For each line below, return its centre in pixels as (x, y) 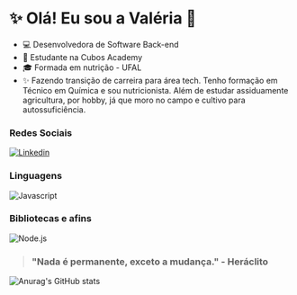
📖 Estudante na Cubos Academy (82, 57)
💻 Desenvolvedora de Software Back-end (100, 44)
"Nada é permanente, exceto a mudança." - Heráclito (149, 262)
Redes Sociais (41, 132)
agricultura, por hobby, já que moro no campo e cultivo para (134, 100)
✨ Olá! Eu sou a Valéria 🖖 (103, 18)
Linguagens (36, 176)
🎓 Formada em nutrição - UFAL (82, 67)
